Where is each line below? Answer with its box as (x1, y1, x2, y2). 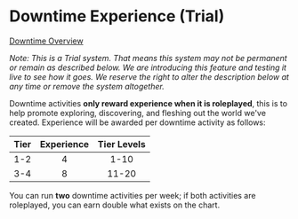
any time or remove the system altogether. (9, 81, 165, 91)
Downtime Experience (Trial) (9, 6, 225, 27)
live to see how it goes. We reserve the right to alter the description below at (9, 71, 289, 82)
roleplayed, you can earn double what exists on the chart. (9, 199, 221, 210)
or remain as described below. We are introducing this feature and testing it (9, 62, 287, 73)
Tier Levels (97, 137, 146, 150)
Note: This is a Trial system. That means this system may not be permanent (9, 52, 287, 63)
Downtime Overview (9, 35, 84, 46)
